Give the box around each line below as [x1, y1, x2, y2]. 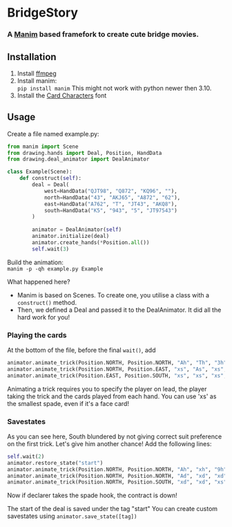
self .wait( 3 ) [32, 246, 70, 252]
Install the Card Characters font [17, 91, 107, 100]
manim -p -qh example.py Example [7, 265, 104, 272]
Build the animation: [7, 258, 64, 266]
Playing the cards [7, 330, 67, 340]
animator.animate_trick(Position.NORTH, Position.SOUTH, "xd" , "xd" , [7, 479, 212, 486]
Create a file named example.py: [7, 129, 99, 138]
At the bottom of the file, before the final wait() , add [7, 346, 156, 354]
